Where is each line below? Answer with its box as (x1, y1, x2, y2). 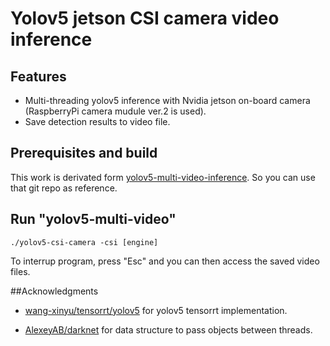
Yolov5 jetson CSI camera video (10, 7, 280, 30)
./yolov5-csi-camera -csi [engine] (10, 237, 159, 247)
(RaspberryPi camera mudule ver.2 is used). (24, 105, 207, 117)
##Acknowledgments (10, 285, 99, 297)
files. (10, 265, 31, 277)
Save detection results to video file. (24, 116, 171, 127)
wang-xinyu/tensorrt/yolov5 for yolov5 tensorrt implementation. (24, 304, 288, 316)
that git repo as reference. (10, 182, 118, 194)
